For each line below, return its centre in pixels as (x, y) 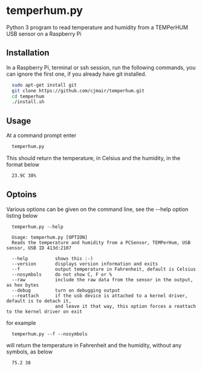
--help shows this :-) (53, 258)
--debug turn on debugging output (66, 290)
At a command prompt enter (41, 135)
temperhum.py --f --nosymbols (50, 334)
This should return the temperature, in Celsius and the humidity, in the (93, 158)
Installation (28, 53)
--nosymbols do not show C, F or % (62, 274)
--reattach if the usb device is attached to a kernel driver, (100, 296)
